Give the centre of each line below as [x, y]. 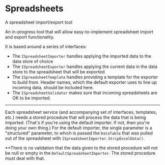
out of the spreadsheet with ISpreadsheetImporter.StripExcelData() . [75, 138]
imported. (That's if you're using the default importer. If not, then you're [77, 122]
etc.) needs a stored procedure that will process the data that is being [76, 117]
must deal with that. [25, 158]
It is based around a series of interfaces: [46, 46]
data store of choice [32, 61]
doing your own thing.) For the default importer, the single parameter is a [79, 128]
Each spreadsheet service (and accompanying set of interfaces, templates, [81, 112]
